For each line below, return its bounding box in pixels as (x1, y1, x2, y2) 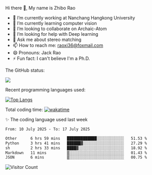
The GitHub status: (5, 67, 45, 73)
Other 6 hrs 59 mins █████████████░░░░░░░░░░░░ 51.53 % (5, 136, 147, 141)
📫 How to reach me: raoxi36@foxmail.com (12, 42, 104, 48)
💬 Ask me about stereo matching (12, 36, 82, 42)
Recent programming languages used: (5, 87, 86, 93)
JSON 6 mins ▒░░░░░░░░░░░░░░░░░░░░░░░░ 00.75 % (5, 155, 147, 160)
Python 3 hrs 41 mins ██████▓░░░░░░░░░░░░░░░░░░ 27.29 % (5, 141, 147, 146)
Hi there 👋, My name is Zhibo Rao (5, 5, 75, 11)
